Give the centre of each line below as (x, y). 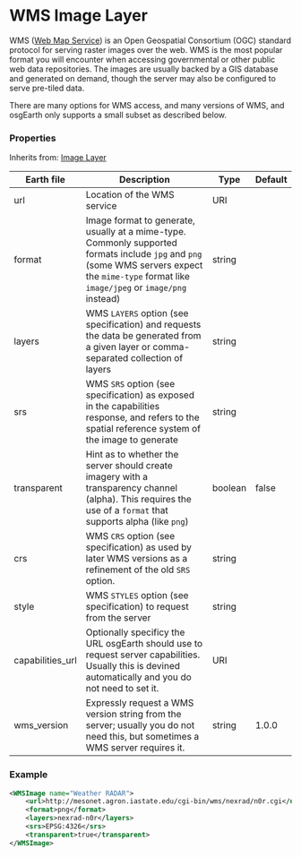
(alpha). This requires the (139, 500)
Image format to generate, (140, 220)
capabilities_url (46, 661)
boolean (229, 488)
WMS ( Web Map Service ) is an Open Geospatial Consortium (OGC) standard (150, 40)
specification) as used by (139, 547)
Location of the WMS (130, 195)
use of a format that (127, 510)
